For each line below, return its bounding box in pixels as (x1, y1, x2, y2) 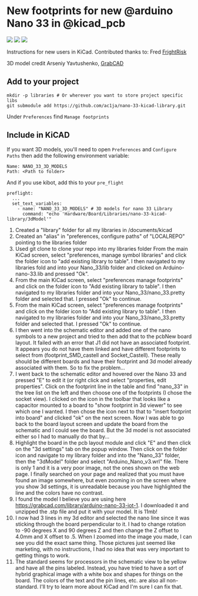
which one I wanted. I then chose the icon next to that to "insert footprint (15, 408, 192, 415)
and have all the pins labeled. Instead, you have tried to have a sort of (15, 564, 184, 571)
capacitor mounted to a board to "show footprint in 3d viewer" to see (15, 402, 183, 409)
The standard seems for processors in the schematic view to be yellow (15, 558, 187, 565)
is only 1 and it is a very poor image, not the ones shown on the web (15, 464, 180, 471)
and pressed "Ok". (44, 270, 89, 277)
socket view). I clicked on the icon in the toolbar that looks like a (15, 395, 170, 402)
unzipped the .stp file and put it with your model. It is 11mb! (15, 508, 158, 515)
